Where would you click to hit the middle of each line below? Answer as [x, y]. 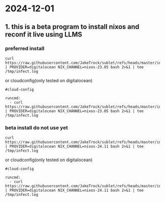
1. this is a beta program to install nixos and [72, 27]
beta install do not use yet [37, 127]
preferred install [25, 48]
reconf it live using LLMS [44, 34]
